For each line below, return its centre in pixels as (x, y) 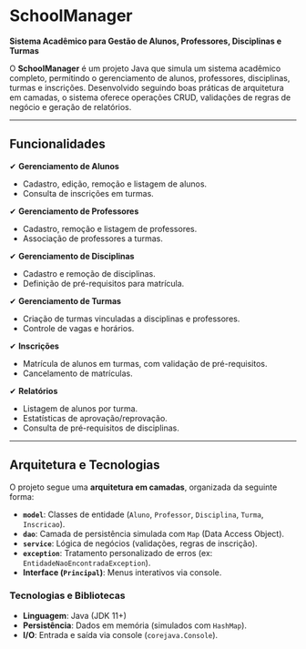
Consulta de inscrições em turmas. (88, 193)
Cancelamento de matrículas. (78, 373)
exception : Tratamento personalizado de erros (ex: (117, 553)
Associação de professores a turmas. (93, 238)
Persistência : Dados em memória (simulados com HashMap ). (135, 625)
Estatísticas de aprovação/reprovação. (95, 418)
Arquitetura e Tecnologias (85, 465)
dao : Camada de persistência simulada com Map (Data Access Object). (153, 533)
